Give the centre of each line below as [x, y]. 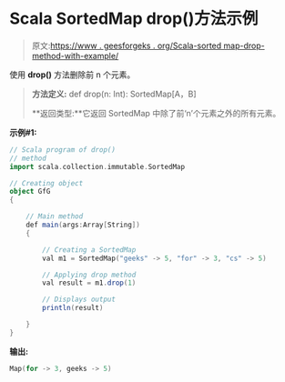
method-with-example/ [75, 55]
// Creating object [46, 183]
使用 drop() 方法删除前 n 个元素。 [72, 75]
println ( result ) [73, 308]
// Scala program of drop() [63, 150]
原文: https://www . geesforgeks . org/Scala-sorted [127, 45]
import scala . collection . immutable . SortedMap [97, 166]
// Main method [55, 216]
